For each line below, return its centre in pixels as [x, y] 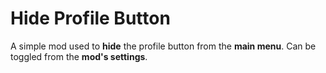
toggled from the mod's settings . [79, 56]
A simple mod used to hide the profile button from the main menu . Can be [163, 46]
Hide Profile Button [90, 18]
